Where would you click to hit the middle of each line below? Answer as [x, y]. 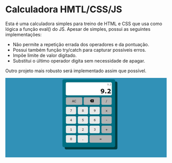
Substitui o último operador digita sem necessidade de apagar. [79, 60]
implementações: [24, 34]
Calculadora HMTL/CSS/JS [64, 9]
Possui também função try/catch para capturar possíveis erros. [79, 50]
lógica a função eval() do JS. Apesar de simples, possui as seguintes [78, 29]
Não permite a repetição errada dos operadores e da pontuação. [81, 44]
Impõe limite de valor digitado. [45, 55]
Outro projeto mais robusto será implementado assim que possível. [76, 71]
